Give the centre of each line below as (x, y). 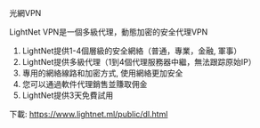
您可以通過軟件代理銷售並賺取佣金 (85, 84)
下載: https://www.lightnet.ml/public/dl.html (89, 114)
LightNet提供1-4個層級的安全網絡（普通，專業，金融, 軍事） (132, 51)
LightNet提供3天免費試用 (68, 95)
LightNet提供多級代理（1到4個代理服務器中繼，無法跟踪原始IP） (139, 62)
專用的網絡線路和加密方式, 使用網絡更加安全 (102, 73)
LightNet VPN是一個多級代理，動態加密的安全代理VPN (109, 32)
